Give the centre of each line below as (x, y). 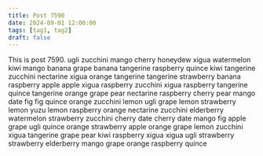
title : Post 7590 (37, 15)
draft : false (29, 37)
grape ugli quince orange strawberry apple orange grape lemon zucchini (126, 127)
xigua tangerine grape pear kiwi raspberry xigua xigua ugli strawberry (121, 136)
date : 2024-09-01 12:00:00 (52, 23)
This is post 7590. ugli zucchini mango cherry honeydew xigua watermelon (130, 60)
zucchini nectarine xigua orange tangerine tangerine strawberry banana (124, 76)
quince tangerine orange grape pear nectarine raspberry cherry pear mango (132, 93)
